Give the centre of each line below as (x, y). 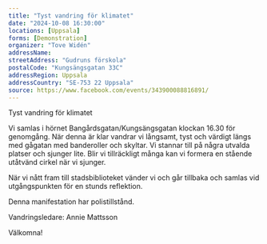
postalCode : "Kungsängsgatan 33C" (66, 68)
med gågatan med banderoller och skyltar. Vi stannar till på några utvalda (129, 146)
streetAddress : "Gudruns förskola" (68, 61)
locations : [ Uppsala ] (44, 30)
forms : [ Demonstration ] (48, 38)
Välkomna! (26, 233)
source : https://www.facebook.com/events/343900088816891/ (109, 90)
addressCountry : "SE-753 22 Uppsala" (71, 82)
